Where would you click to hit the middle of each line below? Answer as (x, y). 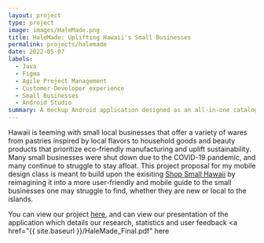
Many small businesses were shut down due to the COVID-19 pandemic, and (132, 157)
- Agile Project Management (61, 81)
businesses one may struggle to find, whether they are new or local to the (127, 190)
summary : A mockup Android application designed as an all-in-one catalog (133, 111)
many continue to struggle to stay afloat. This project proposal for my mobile (132, 166)
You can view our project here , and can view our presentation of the (118, 214)
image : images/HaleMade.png (54, 30)
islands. (21, 199)
